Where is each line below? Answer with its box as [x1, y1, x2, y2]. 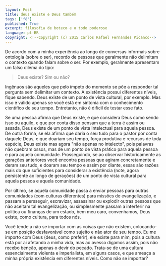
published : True [5, 21, 39, 26]
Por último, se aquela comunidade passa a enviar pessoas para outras [5, 187, 149, 193]
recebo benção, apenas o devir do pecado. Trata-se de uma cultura [5, 245, 144, 251]
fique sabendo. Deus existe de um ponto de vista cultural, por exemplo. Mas [5, 94, 161, 100]
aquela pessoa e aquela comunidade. [5, 177, 82, 184]
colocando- [133, 223, 157, 229]
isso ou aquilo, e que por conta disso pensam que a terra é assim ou [5, 120, 145, 126]
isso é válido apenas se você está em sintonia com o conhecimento [5, 99, 143, 105]
